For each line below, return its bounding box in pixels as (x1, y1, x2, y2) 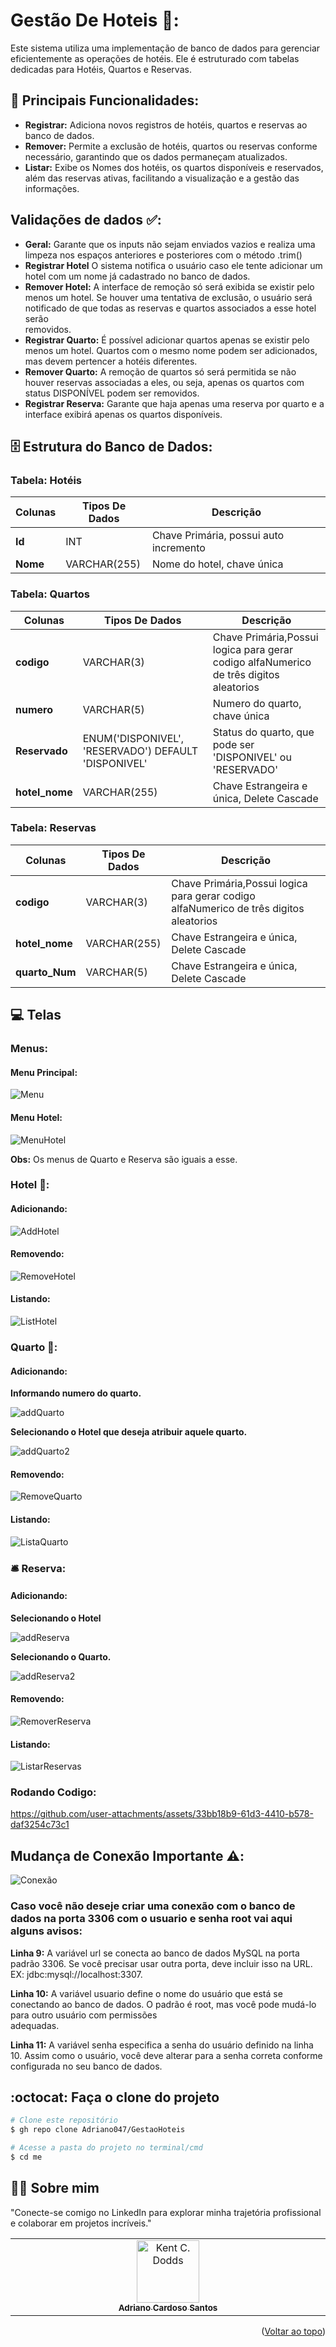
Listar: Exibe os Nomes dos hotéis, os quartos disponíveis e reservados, (24, 161, 324, 173)
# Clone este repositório (10, 2115, 118, 2126)
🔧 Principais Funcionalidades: (10, 92, 200, 109)
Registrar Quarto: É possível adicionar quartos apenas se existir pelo (24, 334, 310, 346)
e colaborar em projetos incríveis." (10, 2217, 152, 2229)
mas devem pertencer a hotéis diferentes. (24, 355, 198, 367)
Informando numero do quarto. (10, 1387, 142, 1399)
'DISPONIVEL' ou (212, 750, 292, 764)
